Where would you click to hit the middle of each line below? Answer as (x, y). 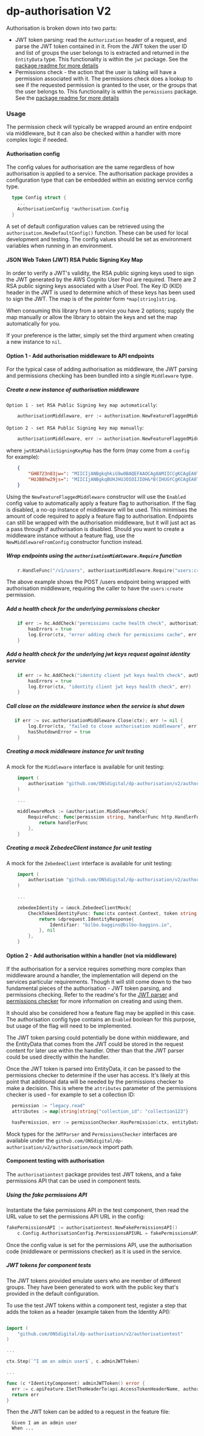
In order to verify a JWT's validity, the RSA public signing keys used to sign (100, 273)
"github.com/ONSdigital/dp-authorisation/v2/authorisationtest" (100, 1334)
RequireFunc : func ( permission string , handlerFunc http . (101, 817)
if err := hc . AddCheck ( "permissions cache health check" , (92, 624)
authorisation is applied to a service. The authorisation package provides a (100, 174)
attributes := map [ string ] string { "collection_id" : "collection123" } (100, 1111)
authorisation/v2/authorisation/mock (54, 1147)
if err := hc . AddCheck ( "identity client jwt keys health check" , (102, 675)
